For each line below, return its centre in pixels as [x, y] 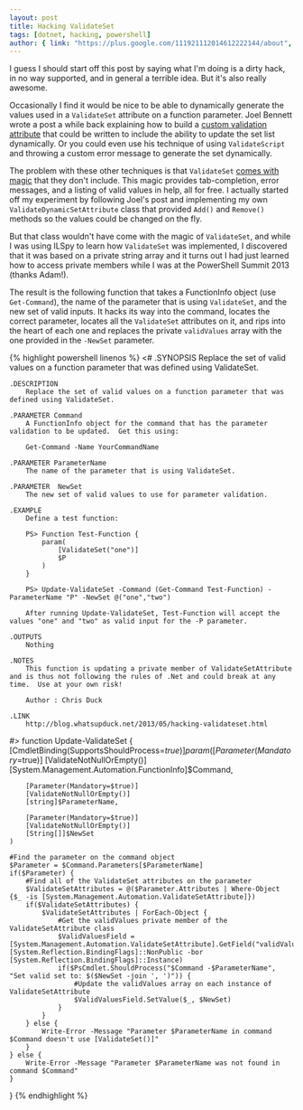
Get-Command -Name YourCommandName [92, 447]
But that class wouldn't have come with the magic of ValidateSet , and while [150, 237]
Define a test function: [72, 519]
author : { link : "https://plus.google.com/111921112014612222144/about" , [151, 43]
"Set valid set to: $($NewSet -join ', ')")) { [101, 976]
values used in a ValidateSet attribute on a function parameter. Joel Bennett [151, 115]
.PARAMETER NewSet [46, 487]
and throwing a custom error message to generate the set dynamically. [141, 154]
